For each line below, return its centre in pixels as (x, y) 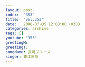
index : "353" (20, 15)
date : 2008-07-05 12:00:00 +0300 (43, 24)
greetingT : (17, 47)
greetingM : (17, 43)
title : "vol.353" (25, 19)
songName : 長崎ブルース (28, 52)
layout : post (19, 10)
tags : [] (14, 33)
